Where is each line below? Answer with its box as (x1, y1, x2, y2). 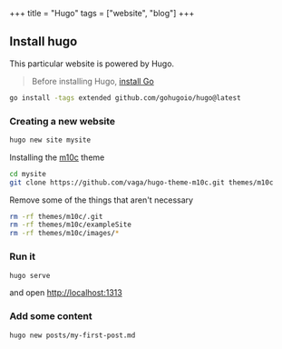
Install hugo (9, 34, 78, 49)
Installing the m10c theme (9, 152, 105, 163)
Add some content (9, 310, 92, 323)
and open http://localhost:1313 (9, 287, 122, 298)
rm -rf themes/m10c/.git (9, 212, 103, 221)
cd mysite (9, 169, 47, 178)
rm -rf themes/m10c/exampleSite (9, 220, 131, 230)
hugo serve (9, 271, 51, 280)
